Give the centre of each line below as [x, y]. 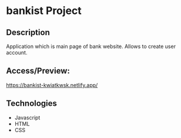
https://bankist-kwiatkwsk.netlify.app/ [52, 85]
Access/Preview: [38, 71]
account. [17, 53]
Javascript [27, 118]
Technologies [32, 103]
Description [28, 32]
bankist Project [44, 11]
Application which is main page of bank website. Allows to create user [91, 46]
